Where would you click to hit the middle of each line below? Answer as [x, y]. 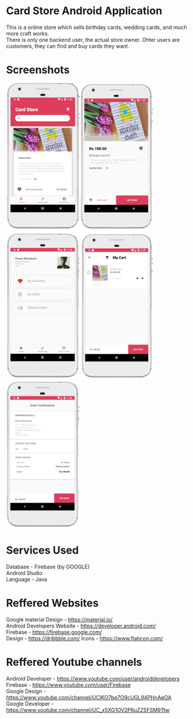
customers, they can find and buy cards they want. [68, 46]
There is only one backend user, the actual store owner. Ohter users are [93, 40]
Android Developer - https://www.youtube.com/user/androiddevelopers [93, 678]
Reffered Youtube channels [74, 662]
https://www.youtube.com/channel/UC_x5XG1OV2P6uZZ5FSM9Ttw [88, 710]
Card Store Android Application [84, 11]
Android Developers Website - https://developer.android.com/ [81, 626]
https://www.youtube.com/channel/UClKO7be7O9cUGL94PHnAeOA [89, 697]
